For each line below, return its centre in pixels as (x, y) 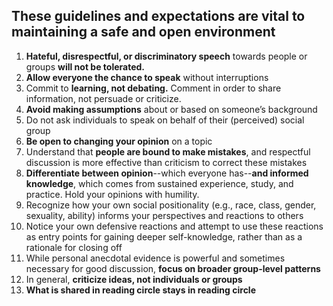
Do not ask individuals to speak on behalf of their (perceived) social (165, 120)
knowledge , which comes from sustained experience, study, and (159, 183)
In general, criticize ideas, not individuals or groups (134, 279)
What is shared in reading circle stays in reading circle (141, 290)
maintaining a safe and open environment (143, 32)
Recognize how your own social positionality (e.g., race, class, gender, (171, 205)
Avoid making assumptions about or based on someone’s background (171, 109)
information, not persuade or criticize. (103, 98)
